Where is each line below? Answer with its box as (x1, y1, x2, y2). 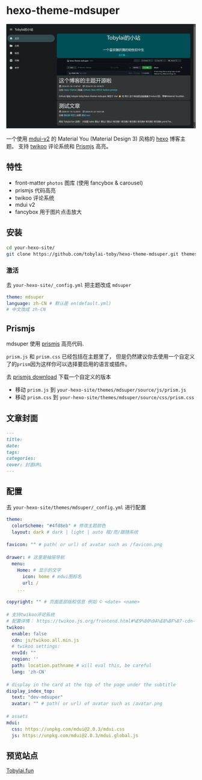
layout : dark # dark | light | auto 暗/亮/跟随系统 (11, 529, 138, 535)
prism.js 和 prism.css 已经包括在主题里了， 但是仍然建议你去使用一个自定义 (6, 353, 195, 360)
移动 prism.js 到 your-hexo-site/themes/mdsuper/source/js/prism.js (14, 386, 186, 394)
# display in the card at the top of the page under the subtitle (6, 682, 176, 688)
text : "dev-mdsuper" (11, 694, 63, 700)
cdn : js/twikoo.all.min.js (11, 637, 79, 643)
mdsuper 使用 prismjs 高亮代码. (6, 340, 84, 347)
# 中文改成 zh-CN (6, 307, 46, 313)
